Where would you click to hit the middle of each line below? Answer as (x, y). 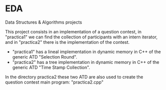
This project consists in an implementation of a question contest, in (73, 31)
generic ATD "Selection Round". (45, 57)
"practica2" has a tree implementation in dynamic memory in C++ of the (86, 62)
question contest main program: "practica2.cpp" (54, 82)
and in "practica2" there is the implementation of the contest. (67, 42)
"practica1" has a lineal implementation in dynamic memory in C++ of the (86, 52)
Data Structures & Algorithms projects (44, 22)
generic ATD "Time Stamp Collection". (51, 67)
